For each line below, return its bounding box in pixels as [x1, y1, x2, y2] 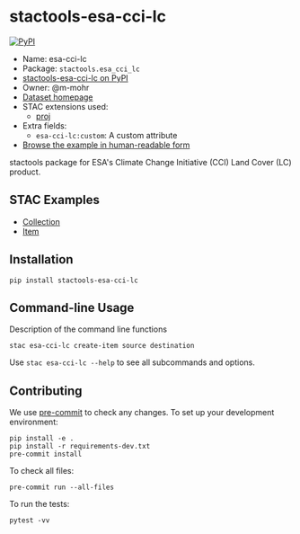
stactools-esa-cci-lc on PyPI [22, 72, 128, 83]
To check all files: [9, 466, 75, 476]
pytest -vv [9, 516, 50, 525]
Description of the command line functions [9, 324, 168, 334]
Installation [9, 252, 74, 267]
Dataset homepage [22, 92, 93, 102]
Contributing [9, 383, 83, 398]
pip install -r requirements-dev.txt [9, 442, 151, 451]
